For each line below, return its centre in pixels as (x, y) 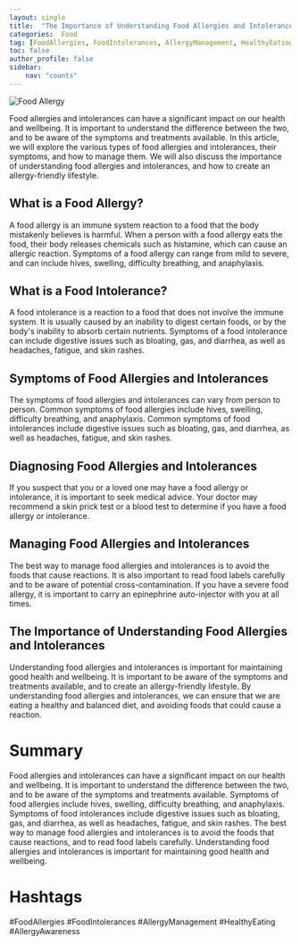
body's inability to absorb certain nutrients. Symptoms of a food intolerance (148, 331)
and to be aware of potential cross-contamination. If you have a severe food (149, 584)
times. (21, 603)
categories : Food (43, 34)
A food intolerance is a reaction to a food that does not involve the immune (146, 313)
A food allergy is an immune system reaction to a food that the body (134, 225)
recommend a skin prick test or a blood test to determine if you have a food (148, 506)
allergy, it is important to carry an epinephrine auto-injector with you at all (144, 594)
